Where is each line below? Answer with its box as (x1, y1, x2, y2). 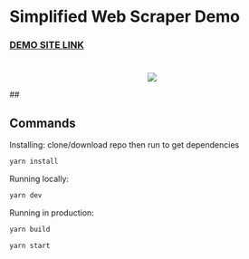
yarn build (9, 225, 51, 234)
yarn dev (9, 190, 43, 200)
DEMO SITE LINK (9, 39, 84, 52)
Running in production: (9, 206, 95, 218)
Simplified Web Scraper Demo (9, 6, 240, 27)
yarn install (9, 157, 59, 167)
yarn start (9, 241, 51, 250)
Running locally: (9, 173, 70, 184)
